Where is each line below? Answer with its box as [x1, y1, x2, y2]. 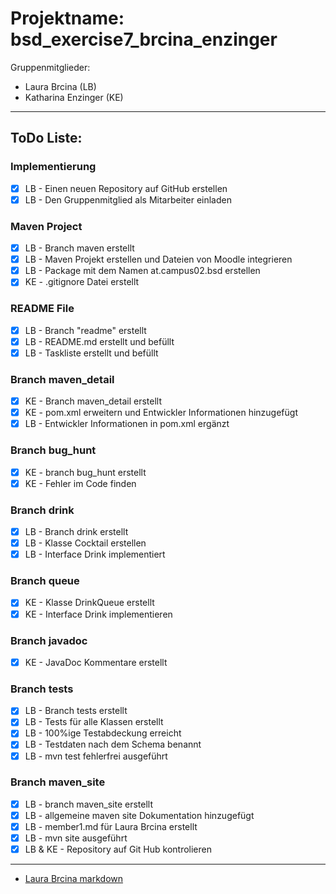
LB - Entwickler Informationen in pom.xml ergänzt [24, 418, 230, 430]
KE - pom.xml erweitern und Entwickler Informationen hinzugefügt [24, 407, 298, 419]
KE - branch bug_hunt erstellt [24, 466, 147, 478]
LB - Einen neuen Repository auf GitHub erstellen [24, 182, 228, 194]
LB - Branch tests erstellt [24, 705, 128, 717]
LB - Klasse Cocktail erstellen [24, 537, 147, 549]
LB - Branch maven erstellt [24, 242, 135, 254]
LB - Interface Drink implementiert [24, 548, 166, 561]
